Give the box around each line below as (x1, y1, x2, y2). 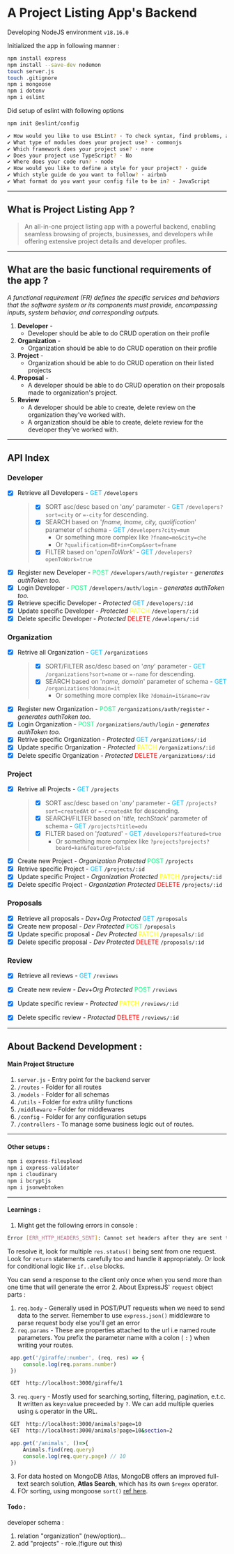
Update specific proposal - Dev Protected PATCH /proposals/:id (17, 929, 204, 938)
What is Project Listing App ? (7, 204, 135, 215)
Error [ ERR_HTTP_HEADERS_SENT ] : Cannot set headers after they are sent (7, 1234, 223, 1242)
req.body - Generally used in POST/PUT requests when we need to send (17, 1304, 225, 1312)
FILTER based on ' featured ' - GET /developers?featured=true (45, 830, 221, 838)
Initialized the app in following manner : (7, 41, 120, 49)
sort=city (45, 512, 74, 519)
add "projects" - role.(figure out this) (17, 1539, 123, 1547)
